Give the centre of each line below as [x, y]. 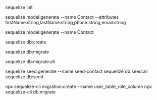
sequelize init [19, 7]
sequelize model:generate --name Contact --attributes [62, 17]
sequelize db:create [26, 42]
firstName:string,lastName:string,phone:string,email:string [66, 22]
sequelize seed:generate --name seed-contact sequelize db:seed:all [76, 71]
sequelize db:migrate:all [30, 62]
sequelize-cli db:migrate [31, 92]
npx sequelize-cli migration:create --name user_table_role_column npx [79, 86]
